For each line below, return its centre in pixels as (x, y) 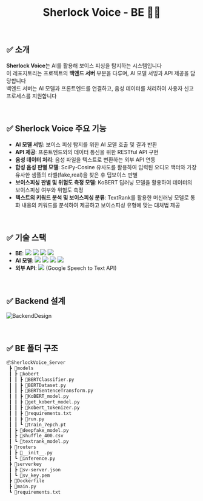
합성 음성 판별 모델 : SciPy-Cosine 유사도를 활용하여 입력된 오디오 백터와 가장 (106, 167)
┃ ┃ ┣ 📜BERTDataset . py (38, 385)
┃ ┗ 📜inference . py (32, 458)
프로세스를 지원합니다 (32, 96)
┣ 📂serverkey (25, 464)
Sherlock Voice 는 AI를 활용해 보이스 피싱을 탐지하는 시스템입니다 (84, 66)
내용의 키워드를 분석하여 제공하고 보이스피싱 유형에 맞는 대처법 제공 (101, 205)
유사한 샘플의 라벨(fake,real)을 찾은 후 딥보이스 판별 (76, 175)
